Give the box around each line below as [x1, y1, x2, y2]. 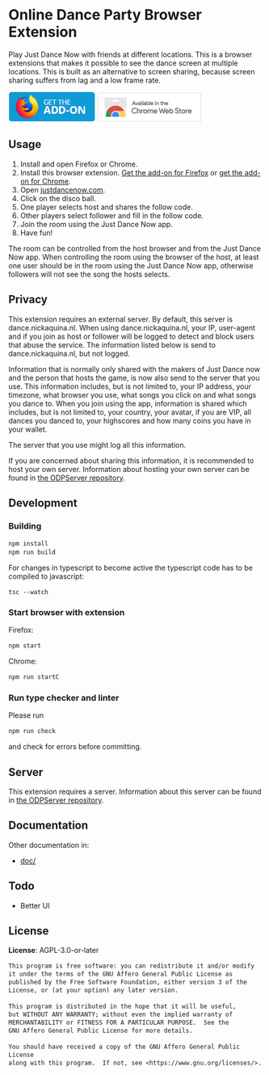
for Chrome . [31, 176, 71, 186]
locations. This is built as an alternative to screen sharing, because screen [8, 66, 255, 76]
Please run [8, 710, 44, 720]
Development [8, 495, 78, 510]
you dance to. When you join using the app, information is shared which [8, 398, 248, 408]
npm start [8, 642, 42, 650]
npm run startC [8, 673, 60, 681]
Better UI [19, 900, 50, 910]
